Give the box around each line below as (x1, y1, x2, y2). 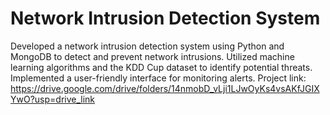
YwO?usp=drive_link (10, 93, 96, 105)
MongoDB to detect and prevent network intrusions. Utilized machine (10, 50, 295, 62)
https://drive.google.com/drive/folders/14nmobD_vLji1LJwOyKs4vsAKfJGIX (10, 82, 320, 94)
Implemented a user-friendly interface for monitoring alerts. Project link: (10, 72, 307, 84)
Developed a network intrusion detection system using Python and (10, 40, 285, 52)
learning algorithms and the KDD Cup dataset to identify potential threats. (10, 61, 313, 73)
